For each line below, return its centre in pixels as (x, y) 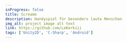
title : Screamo (21, 14)
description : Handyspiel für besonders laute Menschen (64, 19)
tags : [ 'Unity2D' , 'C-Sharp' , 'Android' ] (49, 33)
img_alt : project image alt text (40, 23)
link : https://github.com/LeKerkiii (43, 28)
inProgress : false (24, 10)
